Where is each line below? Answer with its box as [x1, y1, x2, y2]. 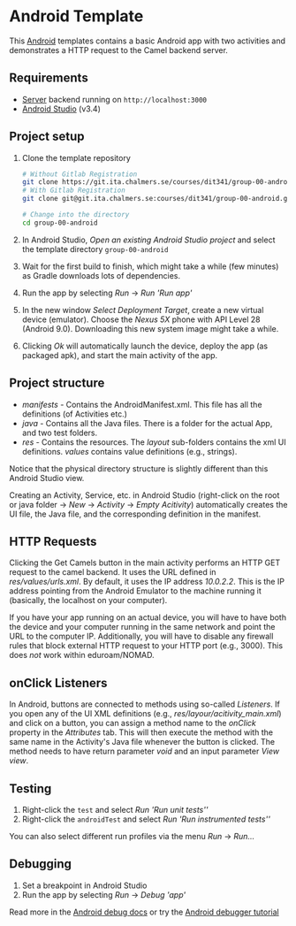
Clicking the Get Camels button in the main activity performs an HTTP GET [9, 557, 281, 568]
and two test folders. [21, 427, 98, 438]
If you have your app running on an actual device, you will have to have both [9, 612, 287, 623]
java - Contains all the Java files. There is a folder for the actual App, [21, 417, 273, 428]
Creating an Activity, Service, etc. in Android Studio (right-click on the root [9, 489, 280, 501]
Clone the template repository [21, 152, 131, 163]
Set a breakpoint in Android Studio [21, 880, 148, 891]
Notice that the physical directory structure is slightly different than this [9, 463, 269, 474]
